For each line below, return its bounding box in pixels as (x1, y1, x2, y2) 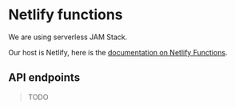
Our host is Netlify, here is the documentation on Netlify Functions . (8, 47, 228, 57)
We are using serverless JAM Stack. (8, 32, 128, 42)
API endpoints (8, 71, 81, 85)
